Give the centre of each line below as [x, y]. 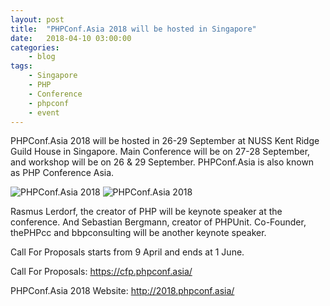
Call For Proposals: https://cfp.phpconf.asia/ [101, 272]
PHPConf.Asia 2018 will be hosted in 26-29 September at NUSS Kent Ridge [165, 141]
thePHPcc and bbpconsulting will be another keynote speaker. [138, 233]
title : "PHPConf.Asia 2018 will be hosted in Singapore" [133, 29]
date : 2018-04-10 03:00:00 [71, 38]
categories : [35, 47]
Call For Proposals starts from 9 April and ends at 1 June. [127, 252]
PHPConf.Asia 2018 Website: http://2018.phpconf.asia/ [122, 291]
